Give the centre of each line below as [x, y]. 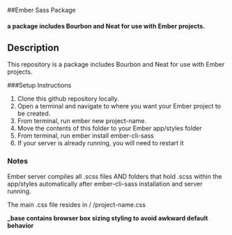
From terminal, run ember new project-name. [82, 121]
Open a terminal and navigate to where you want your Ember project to [119, 106]
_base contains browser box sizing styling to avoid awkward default [108, 218]
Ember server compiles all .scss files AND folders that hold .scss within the [115, 176]
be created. [34, 113]
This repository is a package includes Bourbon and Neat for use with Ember [116, 65]
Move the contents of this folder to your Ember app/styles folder [109, 129]
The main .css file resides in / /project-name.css [77, 204]
